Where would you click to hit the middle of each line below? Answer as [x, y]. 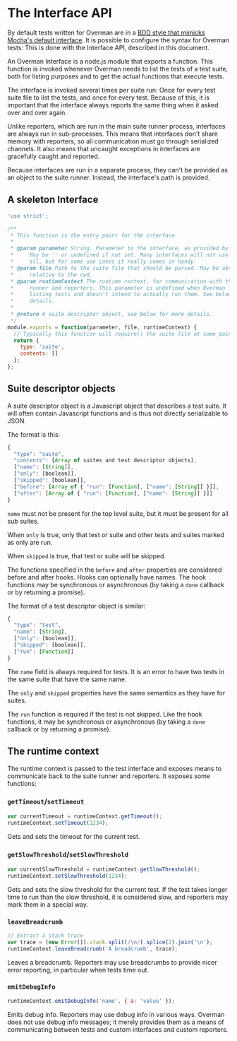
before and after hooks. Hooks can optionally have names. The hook [107, 577]
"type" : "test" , [37, 625]
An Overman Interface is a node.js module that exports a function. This [110, 61]
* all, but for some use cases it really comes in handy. [104, 261]
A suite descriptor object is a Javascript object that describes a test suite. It [117, 406]
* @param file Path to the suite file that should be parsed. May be [115, 268]
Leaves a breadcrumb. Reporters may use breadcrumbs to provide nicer [112, 962]
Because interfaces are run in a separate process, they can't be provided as [117, 170]
